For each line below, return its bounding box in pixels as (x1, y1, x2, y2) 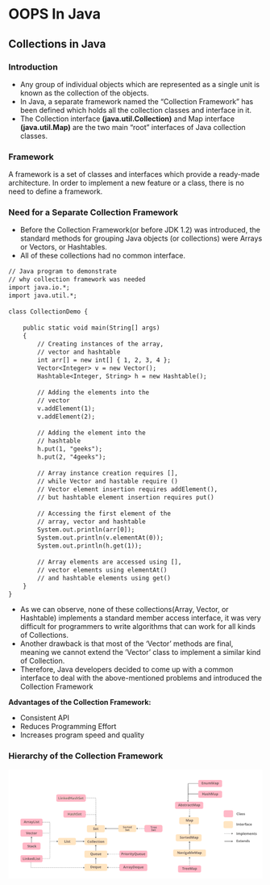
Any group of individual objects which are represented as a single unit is (19, 79, 260, 89)
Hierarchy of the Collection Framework (8, 750, 164, 761)
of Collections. (19, 631, 69, 640)
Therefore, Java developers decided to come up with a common (19, 665, 234, 674)
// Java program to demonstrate (8, 267, 117, 275)
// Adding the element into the (37, 429, 147, 437)
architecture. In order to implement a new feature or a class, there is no (8, 178, 244, 188)
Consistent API (19, 713, 70, 723)
